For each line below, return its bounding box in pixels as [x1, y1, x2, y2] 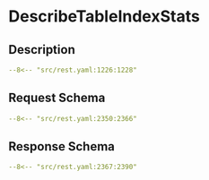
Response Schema [8, 139, 116, 154]
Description [8, 42, 75, 57]
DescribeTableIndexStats [8, 6, 201, 27]
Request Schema [8, 90, 106, 106]
